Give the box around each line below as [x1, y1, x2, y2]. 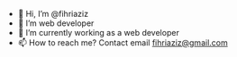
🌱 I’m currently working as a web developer [17, 28, 180, 37]
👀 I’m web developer [17, 18, 95, 28]
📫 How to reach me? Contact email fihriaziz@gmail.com [17, 37, 228, 48]
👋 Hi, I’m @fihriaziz [17, 9, 88, 19]
